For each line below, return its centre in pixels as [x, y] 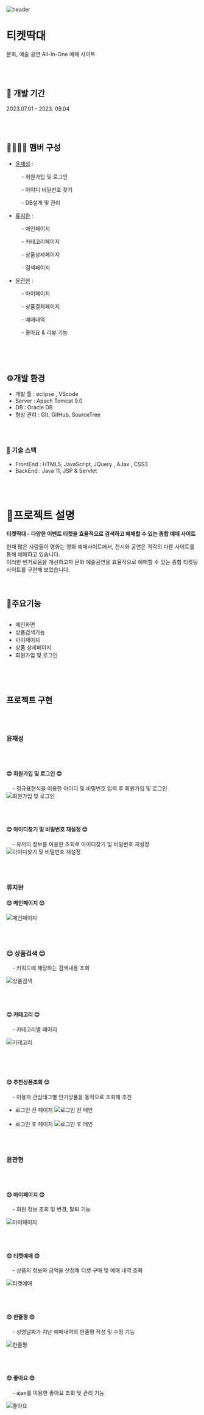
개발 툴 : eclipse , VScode [47, 394]
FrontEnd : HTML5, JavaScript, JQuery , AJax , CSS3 [81, 464]
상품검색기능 [30, 632]
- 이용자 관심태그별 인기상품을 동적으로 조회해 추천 [72, 1097]
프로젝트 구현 [30, 700]
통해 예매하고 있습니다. [33, 554]
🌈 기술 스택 [21, 450]
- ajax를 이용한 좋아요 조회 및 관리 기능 [58, 1392]
